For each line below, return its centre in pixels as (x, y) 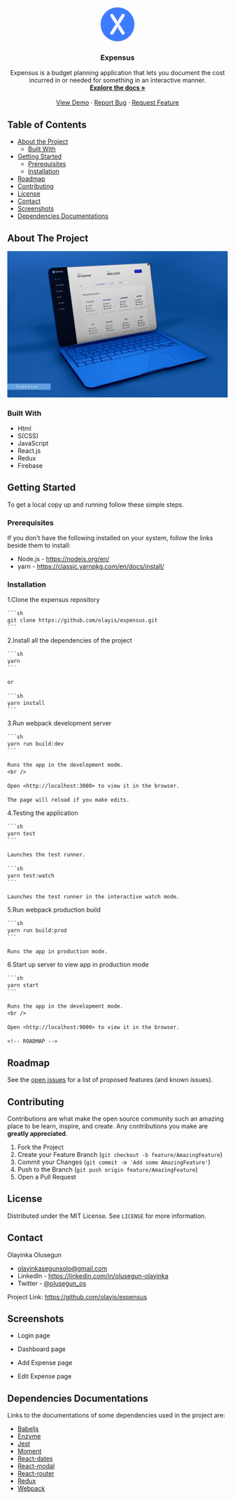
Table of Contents (47, 124)
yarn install (26, 704)
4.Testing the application (43, 813)
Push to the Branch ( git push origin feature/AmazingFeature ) (107, 1169)
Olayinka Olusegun (34, 1254)
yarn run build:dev (36, 744)
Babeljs (28, 1429)
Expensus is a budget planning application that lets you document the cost (117, 73)
